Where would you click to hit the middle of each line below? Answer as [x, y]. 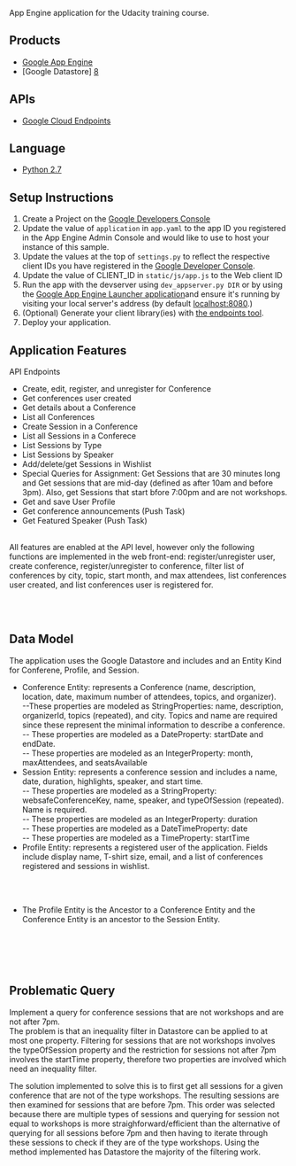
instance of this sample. [65, 247]
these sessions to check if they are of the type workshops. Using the [134, 1142]
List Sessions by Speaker [68, 455]
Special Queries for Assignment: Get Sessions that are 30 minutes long [151, 474]
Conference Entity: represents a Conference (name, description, [139, 687]
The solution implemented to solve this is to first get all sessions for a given [146, 1085]
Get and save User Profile [68, 502]
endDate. [38, 743]
